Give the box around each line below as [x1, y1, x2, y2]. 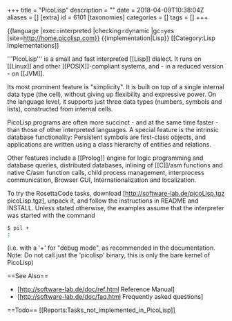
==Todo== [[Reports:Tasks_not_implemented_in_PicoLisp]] [7, 306, 176, 314]
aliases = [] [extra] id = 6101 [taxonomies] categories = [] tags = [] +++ [7, 13, 209, 21]
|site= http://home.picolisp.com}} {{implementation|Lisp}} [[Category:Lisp [7, 34, 215, 42]
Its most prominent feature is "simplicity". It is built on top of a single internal [7, 83, 224, 91]
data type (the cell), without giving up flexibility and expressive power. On [7, 90, 217, 98]
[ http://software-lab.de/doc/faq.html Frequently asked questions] [17, 292, 204, 300]
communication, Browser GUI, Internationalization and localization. [7, 176, 197, 184]
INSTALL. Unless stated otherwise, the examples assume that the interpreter [7, 204, 224, 212]
